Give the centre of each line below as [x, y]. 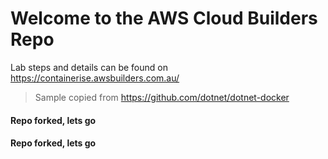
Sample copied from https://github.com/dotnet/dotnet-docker [162, 97]
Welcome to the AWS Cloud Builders [164, 18]
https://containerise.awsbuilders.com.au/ [95, 78]
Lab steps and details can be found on [89, 67]
